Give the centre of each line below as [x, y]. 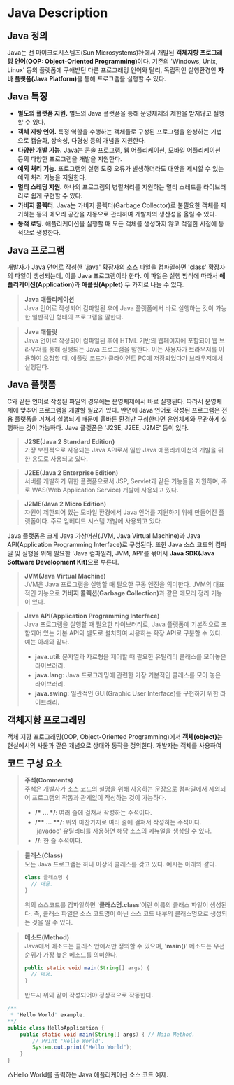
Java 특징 [28, 96]
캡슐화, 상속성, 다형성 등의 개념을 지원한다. [88, 140]
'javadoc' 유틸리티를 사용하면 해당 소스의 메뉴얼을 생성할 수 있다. [123, 831]
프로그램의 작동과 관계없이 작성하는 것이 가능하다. [99, 797]
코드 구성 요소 [35, 763]
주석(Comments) [49, 780]
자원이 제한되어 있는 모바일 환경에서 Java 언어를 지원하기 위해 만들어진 [121, 512]
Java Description [58, 13]
